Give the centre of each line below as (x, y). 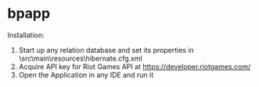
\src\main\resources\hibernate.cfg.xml (80, 58)
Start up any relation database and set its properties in (106, 50)
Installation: (26, 35)
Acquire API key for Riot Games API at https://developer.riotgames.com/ (135, 66)
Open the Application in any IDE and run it (86, 75)
